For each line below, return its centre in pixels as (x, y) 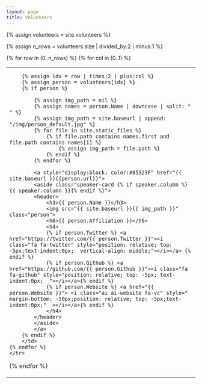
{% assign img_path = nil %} (75, 100)
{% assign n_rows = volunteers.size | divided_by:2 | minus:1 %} (85, 46)
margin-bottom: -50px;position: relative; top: (79, 299)
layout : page (23, 12)
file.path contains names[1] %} (56, 142)
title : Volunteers (29, 17)
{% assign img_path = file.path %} (109, 148)
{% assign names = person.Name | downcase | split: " (112, 106)
